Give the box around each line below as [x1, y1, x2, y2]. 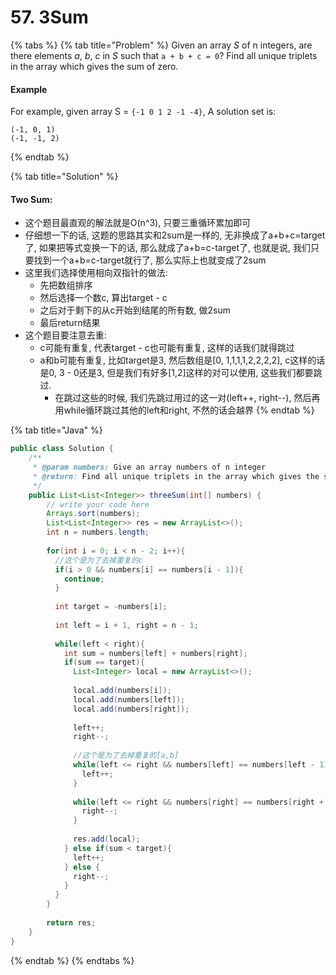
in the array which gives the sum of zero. [10, 60, 179, 72]
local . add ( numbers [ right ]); [73, 704, 190, 714]
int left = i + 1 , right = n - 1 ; [54, 620, 199, 630]
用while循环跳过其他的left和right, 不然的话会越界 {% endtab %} [54, 404, 315, 416]
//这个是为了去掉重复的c [54, 555, 143, 565]
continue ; [63, 574, 105, 584]
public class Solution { [10, 444, 114, 454]
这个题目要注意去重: [24, 329, 107, 341]
